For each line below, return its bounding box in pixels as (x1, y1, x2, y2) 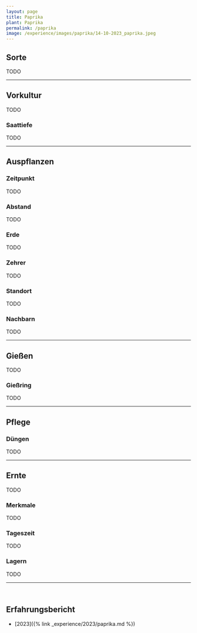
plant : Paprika (6, 19, 43, 25)
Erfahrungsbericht (6, 605, 75, 615)
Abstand (6, 203, 31, 211)
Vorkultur (6, 91, 42, 101)
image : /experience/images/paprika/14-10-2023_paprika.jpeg (6, 31, 157, 37)
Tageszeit (6, 529, 35, 538)
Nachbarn (6, 314, 35, 323)
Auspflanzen (6, 157, 55, 167)
